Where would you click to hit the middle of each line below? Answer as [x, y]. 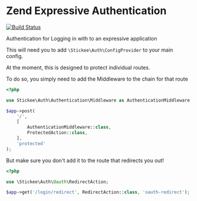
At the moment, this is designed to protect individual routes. [78, 67]
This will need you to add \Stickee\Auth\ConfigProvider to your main [90, 50]
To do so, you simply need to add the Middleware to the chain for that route [97, 79]
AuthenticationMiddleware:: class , [69, 128]
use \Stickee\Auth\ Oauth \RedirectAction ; [57, 182]
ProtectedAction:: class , [57, 133]
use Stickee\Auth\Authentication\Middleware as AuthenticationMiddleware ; [99, 100]
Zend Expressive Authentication [86, 11]
